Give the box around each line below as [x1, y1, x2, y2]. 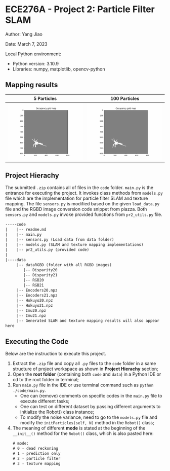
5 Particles [33, 95, 57, 102]
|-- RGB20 [23, 278, 44, 283]
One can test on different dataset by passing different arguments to [20, 404, 161, 410]
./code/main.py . [12, 387, 47, 393]
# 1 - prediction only [12, 451, 61, 456]
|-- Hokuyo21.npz [16, 303, 53, 308]
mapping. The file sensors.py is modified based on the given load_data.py [5, 201, 160, 207]
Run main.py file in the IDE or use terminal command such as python [12, 382, 154, 388]
